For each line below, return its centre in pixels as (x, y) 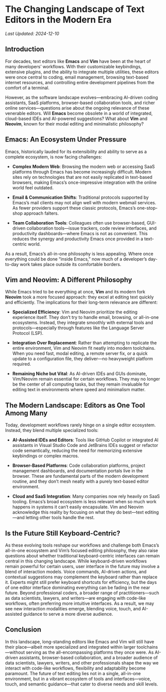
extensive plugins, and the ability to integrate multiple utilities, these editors (82, 72)
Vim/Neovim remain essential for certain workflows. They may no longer (86, 379)
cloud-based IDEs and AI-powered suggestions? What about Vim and (76, 119)
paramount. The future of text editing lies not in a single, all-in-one (73, 673)
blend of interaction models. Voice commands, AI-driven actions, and (76, 572)
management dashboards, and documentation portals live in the (78, 471)
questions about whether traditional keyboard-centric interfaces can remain (83, 556)
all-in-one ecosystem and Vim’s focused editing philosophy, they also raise (82, 551)
